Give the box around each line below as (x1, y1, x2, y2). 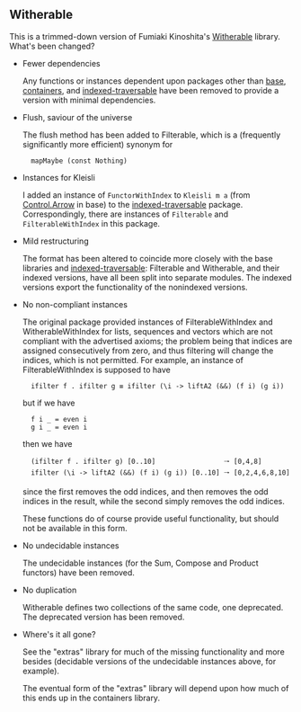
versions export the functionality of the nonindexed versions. (22, 281, 249, 292)
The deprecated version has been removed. (22, 611, 185, 622)
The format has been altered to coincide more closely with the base (22, 253, 273, 263)
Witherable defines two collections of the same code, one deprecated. (22, 601, 284, 612)
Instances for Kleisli (22, 172, 96, 182)
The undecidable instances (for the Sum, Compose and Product (22, 557, 259, 568)
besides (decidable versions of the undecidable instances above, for (22, 655, 277, 666)
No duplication (22, 584, 77, 595)
